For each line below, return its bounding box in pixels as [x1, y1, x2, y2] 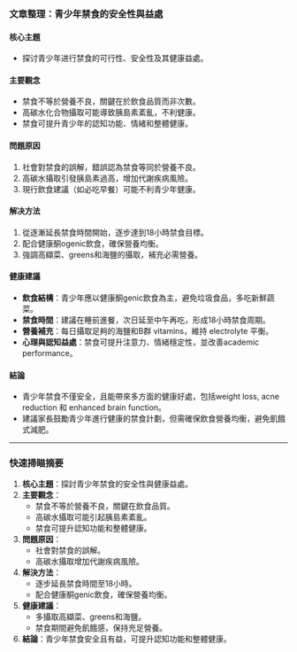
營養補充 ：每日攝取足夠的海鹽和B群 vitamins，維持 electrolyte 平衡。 [21, 325, 274, 336]
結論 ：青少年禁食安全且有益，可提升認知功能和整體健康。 [21, 633, 232, 644]
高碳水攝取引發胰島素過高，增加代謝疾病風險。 [21, 173, 193, 183]
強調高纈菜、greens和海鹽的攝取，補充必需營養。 [21, 249, 203, 260]
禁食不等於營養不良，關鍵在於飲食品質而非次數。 [21, 96, 201, 107]
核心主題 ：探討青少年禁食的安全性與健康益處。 [21, 478, 193, 489]
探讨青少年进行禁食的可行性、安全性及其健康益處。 [21, 53, 209, 64]
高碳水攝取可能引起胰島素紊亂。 [34, 512, 152, 523]
